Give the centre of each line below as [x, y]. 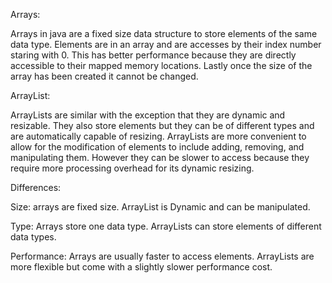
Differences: [36, 187]
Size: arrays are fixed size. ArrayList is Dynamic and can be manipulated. [160, 207]
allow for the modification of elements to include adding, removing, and [157, 147]
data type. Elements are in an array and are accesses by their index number [166, 44]
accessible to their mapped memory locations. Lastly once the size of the [161, 65]
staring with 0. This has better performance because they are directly [153, 55]
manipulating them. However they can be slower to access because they [160, 157]
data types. [33, 237]
